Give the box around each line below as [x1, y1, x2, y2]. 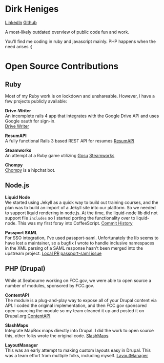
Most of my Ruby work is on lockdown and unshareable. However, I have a [5, 93, 155, 99]
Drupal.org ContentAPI [5, 313, 51, 319]
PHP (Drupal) [5, 264, 45, 273]
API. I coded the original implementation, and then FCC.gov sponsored [5, 302, 147, 308]
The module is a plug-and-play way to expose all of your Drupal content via [5, 297, 157, 303]
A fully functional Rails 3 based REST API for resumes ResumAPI [5, 138, 135, 143]
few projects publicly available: [5, 98, 67, 104]
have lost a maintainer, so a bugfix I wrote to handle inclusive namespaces [5, 240, 155, 246]
